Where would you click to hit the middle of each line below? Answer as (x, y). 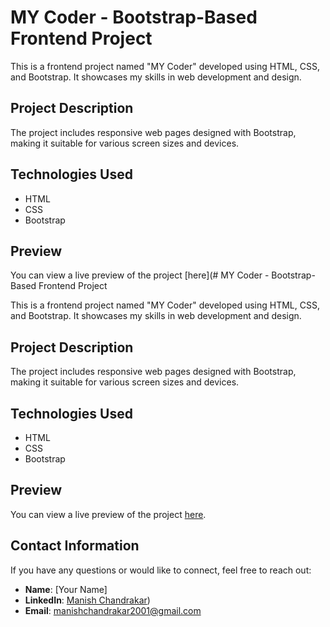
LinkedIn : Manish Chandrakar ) (87, 600)
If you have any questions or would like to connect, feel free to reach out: (161, 570)
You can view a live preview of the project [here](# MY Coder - (140, 275)
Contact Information (75, 546)
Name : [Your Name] (66, 589)
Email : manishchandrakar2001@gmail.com (113, 610)
